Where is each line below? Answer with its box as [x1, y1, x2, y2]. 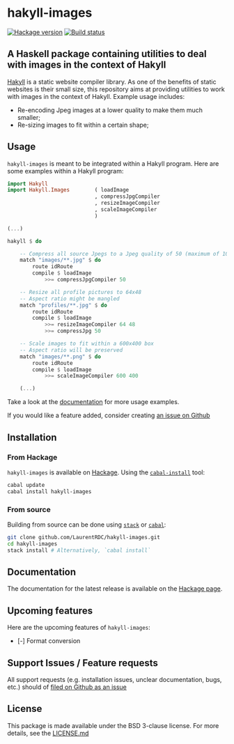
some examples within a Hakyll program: [7, 166, 124, 175]
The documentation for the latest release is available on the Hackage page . [7, 584, 223, 593]
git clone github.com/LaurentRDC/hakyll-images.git [7, 534, 160, 541]
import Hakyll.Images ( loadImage [7, 187, 130, 194]
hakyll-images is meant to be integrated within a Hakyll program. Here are [7, 159, 219, 168]
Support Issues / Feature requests [7, 657, 159, 669]
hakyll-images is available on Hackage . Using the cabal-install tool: [7, 468, 205, 476]
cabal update [7, 481, 45, 488]
